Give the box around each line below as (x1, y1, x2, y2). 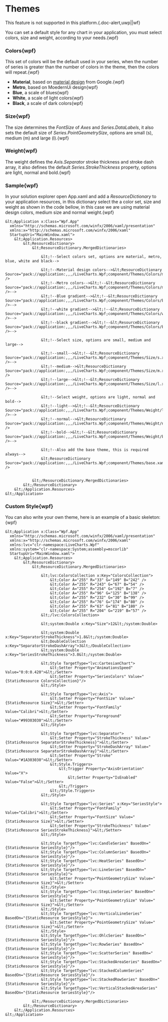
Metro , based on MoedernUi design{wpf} (12, 84, 98, 90)
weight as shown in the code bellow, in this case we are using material (5, 204, 150, 210)
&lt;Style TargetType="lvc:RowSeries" (40, 942, 122, 947)
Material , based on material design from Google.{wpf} (12, 79, 125, 85)
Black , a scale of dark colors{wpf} (12, 100, 83, 106)
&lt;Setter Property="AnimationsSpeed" (49, 665, 133, 670)
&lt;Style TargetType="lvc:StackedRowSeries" (40, 977, 137, 982)
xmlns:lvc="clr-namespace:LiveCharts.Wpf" (9, 542, 99, 547)
